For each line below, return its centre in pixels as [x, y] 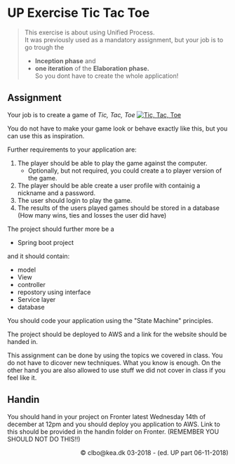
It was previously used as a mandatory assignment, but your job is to [124, 39]
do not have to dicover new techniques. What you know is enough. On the [114, 362]
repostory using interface [54, 292]
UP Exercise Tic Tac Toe [79, 13]
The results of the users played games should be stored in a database [118, 208]
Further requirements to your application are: [72, 150]
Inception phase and [65, 60]
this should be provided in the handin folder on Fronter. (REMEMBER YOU [113, 431]
